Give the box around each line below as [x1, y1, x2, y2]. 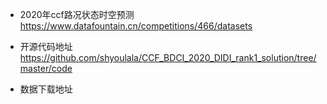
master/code [19, 63, 73, 74]
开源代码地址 [19, 41, 73, 52]
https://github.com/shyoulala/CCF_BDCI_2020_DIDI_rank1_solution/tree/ [19, 52, 317, 63]
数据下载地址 [19, 83, 73, 95]
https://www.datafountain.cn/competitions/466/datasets [19, 20, 253, 32]
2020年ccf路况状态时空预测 [19, 9, 135, 20]
